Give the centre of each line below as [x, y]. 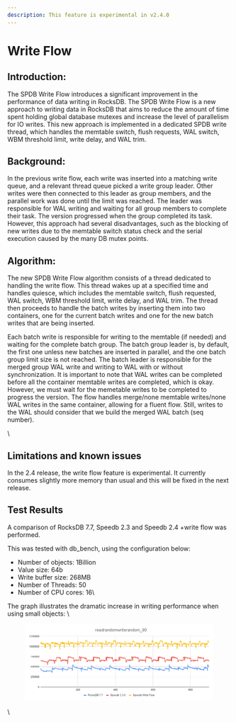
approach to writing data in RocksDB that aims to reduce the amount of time [118, 109]
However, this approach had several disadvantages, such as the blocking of [118, 224]
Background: [36, 162]
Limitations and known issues [74, 456]
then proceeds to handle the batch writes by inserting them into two [106, 308]
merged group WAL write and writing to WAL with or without [95, 367]
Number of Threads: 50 [52, 585]
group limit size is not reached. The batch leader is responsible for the [110, 360]
